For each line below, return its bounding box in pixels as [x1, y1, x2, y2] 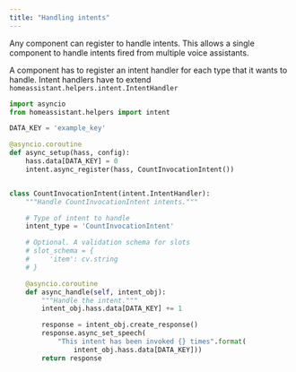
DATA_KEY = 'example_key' [9, 124, 106, 133]
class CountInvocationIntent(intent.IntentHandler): [9, 189, 211, 198]
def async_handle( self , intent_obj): [25, 288, 167, 297]
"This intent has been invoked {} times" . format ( [57, 337, 247, 346]
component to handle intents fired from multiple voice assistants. [9, 47, 249, 58]
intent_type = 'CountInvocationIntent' [25, 221, 175, 231]
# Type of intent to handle [25, 213, 130, 222]
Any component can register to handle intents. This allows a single [9, 38, 256, 48]
